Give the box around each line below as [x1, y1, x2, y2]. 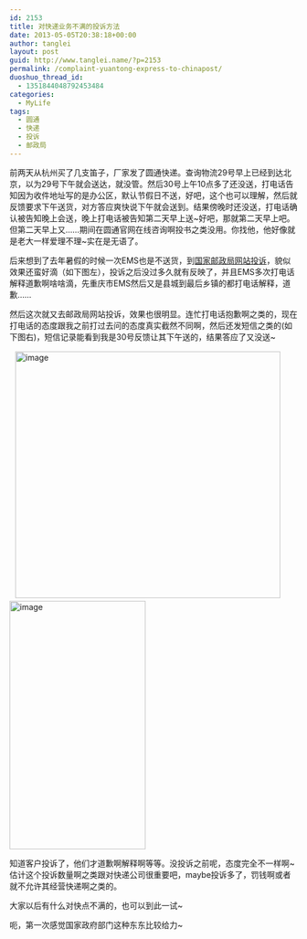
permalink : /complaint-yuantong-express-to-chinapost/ [9, 65, 223, 74]
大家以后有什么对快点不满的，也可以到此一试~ [9, 900, 184, 911]
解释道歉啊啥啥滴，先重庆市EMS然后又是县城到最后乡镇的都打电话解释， [9, 278, 283, 289]
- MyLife [17, 98, 51, 108]
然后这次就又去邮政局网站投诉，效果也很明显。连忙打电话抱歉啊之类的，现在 [9, 308, 298, 320]
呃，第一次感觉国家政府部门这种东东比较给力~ [9, 919, 184, 930]
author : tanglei [9, 38, 71, 48]
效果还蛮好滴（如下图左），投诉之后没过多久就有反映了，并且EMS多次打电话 [9, 266, 295, 277]
